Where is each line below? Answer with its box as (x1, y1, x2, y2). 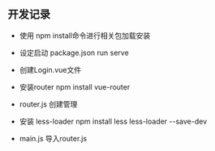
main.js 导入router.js (19, 133, 87, 143)
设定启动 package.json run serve (19, 48, 129, 57)
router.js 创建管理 (19, 99, 78, 109)
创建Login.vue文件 (19, 65, 82, 74)
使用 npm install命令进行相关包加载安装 (19, 31, 151, 40)
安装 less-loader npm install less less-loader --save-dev (19, 116, 208, 126)
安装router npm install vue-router (19, 82, 131, 91)
